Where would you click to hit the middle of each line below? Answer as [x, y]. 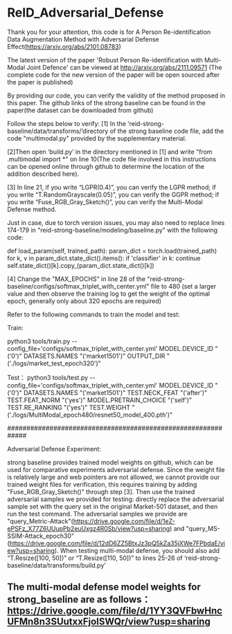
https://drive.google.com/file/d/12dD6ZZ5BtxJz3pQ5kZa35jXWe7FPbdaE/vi [117, 543]
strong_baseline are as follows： [79, 600]
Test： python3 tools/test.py [48, 377]
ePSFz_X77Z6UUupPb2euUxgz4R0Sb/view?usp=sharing [89, 528]
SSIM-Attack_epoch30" [41, 536]
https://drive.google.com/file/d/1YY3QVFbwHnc [115, 611]
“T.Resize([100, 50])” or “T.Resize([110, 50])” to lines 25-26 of [95, 558]
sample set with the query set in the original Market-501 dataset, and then [113, 506]
